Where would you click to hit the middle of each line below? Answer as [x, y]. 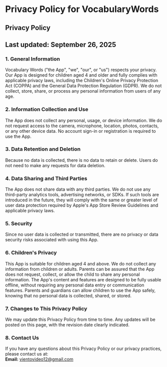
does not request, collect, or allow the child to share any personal [72, 274]
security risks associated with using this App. [52, 240]
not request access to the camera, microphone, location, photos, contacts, [82, 126]
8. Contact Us [22, 337]
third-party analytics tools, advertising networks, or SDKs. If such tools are [82, 195]
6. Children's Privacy [31, 253]
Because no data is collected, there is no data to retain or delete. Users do [82, 160]
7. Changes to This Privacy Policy [46, 308]
